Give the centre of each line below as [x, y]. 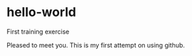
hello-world [42, 12]
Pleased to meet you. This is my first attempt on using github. [96, 45]
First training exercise [38, 31]
